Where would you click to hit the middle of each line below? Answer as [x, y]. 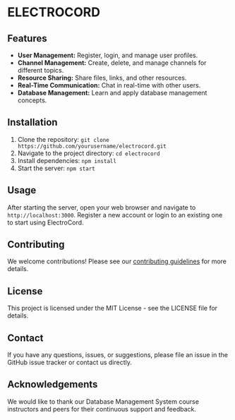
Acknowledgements [53, 384]
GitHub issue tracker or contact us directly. [70, 362]
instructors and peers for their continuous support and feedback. [102, 409]
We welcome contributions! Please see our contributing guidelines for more [117, 261]
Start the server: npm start [56, 168]
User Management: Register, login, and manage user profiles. [108, 55]
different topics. [41, 70]
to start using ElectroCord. [46, 222]
